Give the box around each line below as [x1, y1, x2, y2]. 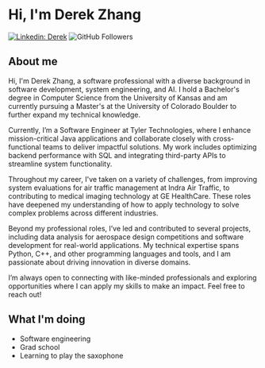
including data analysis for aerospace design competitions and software [8, 232, 244, 242]
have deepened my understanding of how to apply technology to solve [8, 199, 240, 209]
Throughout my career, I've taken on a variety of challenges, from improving [8, 174, 258, 184]
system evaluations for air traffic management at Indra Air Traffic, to [8, 183, 230, 192]
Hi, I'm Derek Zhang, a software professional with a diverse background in [8, 76, 251, 85]
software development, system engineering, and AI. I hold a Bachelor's [8, 84, 240, 94]
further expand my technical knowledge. [8, 110, 141, 119]
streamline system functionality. [8, 159, 113, 169]
